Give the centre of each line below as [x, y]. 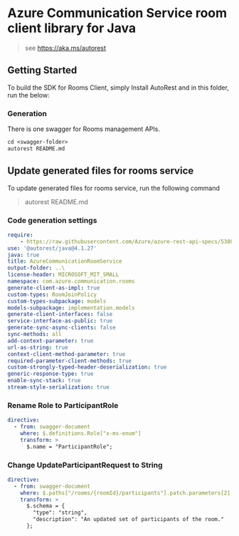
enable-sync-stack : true [44, 381]
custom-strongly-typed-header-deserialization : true [87, 367]
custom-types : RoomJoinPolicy [52, 294]
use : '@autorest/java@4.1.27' [52, 248]
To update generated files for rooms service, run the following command [114, 188]
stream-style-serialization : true [59, 387]
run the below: [28, 95]
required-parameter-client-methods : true [70, 361]
